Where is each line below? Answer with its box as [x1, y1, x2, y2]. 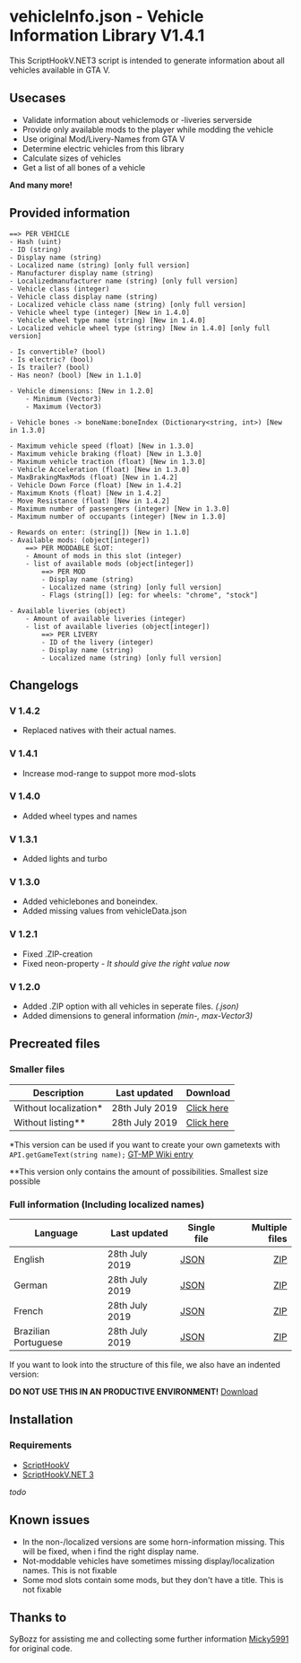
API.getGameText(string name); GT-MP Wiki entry [9, 1149, 194, 1160]
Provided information [9, 206, 131, 221]
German [13, 1279, 47, 1291]
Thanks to [9, 1609, 67, 1625]
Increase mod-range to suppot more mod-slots [21, 767, 197, 778]
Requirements [9, 1439, 73, 1451]
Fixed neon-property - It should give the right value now [21, 958, 230, 968]
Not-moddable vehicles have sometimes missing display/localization [21, 1555, 275, 1566]
